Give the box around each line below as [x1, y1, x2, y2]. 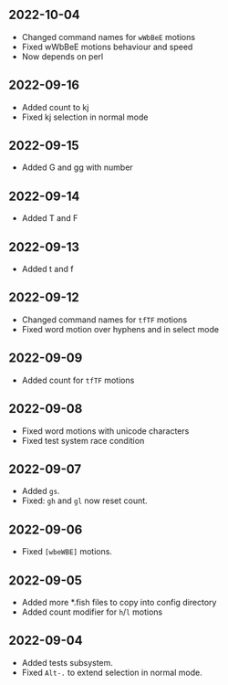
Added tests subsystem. [21, 657, 113, 668]
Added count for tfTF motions [21, 374, 135, 385]
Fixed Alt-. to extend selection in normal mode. [21, 667, 202, 678]
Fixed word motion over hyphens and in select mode [21, 323, 220, 334]
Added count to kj [21, 101, 89, 112]
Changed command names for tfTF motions [21, 314, 188, 325]
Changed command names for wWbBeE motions [21, 31, 196, 42]
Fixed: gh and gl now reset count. [21, 495, 148, 506]
